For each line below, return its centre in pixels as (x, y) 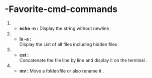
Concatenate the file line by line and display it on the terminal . (83, 60)
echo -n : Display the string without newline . (65, 28)
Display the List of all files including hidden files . (70, 44)
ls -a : (25, 39)
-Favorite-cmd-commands (61, 9)
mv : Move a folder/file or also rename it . (62, 70)
